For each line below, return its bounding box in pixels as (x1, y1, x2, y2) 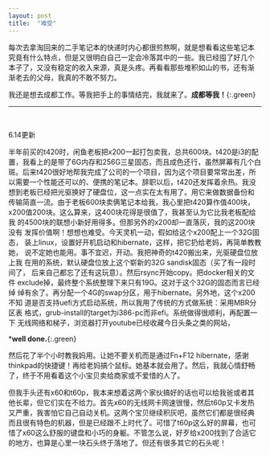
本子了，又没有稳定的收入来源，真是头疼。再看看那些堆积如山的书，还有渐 (8, 62, 255, 72)
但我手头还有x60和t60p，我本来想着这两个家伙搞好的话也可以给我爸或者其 (8, 387, 255, 397)
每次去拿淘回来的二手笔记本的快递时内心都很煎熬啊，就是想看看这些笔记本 (8, 42, 255, 52)
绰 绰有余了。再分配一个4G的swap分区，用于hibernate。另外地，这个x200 (8, 287, 256, 297)
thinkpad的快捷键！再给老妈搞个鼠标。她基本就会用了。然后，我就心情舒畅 (8, 360, 256, 370)
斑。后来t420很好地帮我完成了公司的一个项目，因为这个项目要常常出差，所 (8, 166, 256, 177)
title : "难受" (8, 19, 57, 27)
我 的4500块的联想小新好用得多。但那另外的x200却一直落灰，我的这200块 (8, 217, 256, 227)
